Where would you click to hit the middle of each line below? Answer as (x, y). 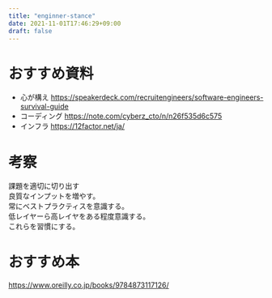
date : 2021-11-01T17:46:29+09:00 (65, 23)
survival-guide (44, 107)
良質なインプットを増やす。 (54, 196)
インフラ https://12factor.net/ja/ (72, 126)
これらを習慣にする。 (44, 227)
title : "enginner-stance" (52, 16)
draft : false (30, 31)
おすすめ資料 (51, 73)
